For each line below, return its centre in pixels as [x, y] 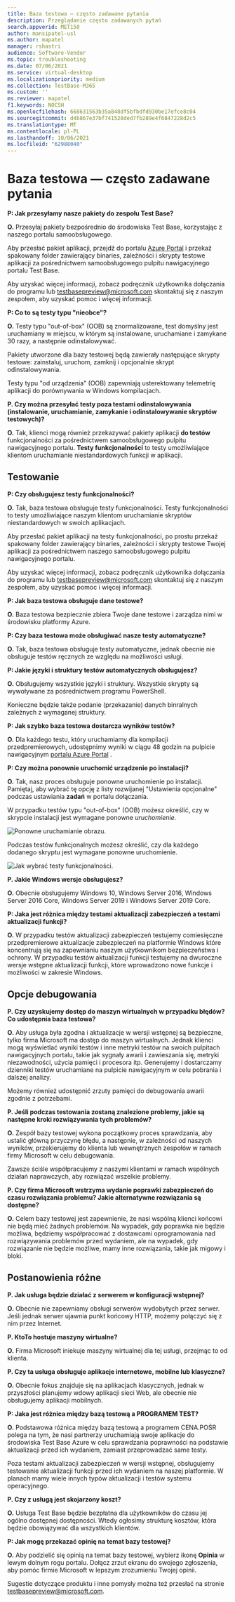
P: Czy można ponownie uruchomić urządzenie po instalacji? [98, 768]
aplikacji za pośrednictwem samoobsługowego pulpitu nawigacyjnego [108, 263]
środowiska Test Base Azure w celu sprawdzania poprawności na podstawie [118, 1442]
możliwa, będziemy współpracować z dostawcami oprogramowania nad [112, 1233]
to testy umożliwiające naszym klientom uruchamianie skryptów [100, 515]
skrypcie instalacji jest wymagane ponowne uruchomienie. [92, 817]
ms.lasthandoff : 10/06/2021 [48, 138]
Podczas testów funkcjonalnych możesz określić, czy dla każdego [103, 845]
